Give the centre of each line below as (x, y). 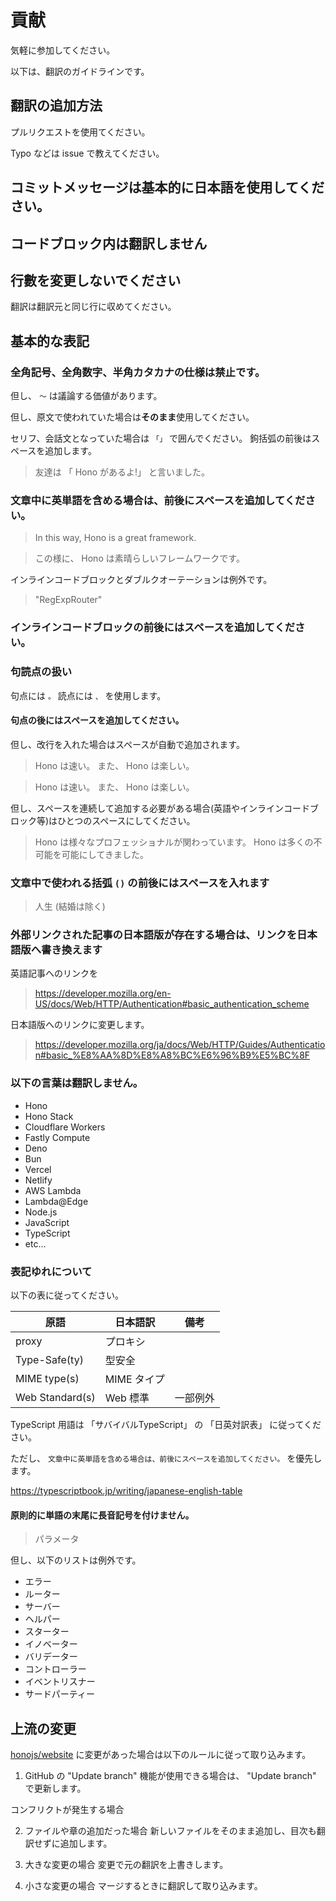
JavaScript (47, 1222)
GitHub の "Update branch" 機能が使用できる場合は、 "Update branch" (170, 1775)
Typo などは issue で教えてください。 (87, 153)
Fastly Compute (57, 1137)
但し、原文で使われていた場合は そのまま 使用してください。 (132, 417)
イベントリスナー (60, 1682)
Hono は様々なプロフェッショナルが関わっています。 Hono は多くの (174, 842)
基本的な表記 (50, 341)
